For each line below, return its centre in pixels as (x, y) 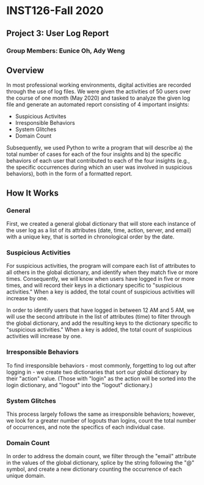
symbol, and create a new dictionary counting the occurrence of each (94, 469)
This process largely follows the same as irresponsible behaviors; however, (101, 414)
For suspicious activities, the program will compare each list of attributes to (101, 266)
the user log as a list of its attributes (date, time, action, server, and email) (99, 230)
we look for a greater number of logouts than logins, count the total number (101, 420)
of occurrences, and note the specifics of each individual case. (86, 427)
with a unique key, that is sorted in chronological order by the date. (90, 237)
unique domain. (26, 476)
